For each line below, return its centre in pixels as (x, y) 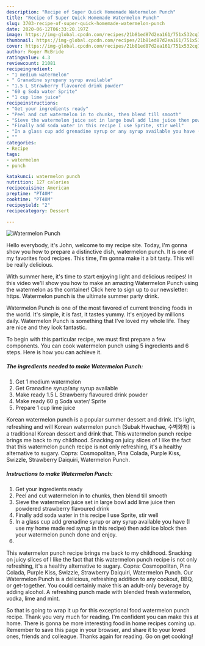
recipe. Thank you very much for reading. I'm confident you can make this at (103, 617)
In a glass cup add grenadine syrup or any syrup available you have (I (103, 522)
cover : (15, 46)
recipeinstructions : (33, 103)
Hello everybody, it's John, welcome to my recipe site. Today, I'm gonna (97, 245)
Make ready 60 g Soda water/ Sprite (61, 401)
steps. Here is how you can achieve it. (54, 352)
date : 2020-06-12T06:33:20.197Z (47, 29)
